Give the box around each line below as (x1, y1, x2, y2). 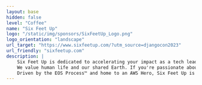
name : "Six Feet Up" (6, 25, 58, 32)
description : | (6, 53, 44, 59)
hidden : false (6, 14, 42, 20)
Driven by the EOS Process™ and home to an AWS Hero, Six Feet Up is (17, 70, 195, 76)
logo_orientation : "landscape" (6, 37, 85, 42)
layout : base (6, 8, 39, 15)
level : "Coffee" (6, 20, 47, 26)
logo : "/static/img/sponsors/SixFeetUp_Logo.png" (6, 31, 133, 37)
